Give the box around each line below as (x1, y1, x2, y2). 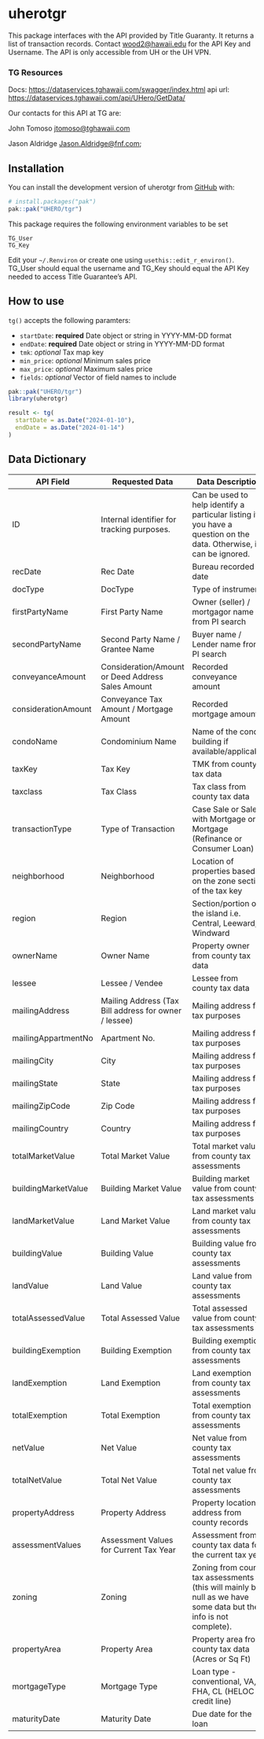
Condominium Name (101, 736, 177, 747)
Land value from (192, 1270, 253, 1281)
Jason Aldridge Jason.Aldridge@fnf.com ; (8, 139, 142, 149)
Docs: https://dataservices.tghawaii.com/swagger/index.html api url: (8, 85, 230, 94)
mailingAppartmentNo (12, 1033, 93, 1044)
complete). (192, 1620, 233, 1631)
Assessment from (192, 1529, 258, 1540)
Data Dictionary (8, 453, 86, 466)
